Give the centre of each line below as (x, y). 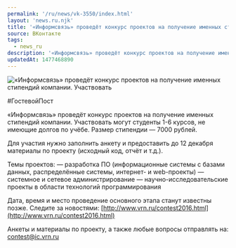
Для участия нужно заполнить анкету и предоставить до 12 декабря (110, 143)
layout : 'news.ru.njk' (40, 20)
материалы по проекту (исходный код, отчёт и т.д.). (85, 150)
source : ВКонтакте (34, 33)
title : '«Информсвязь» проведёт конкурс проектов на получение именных (114, 27)
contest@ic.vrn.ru (33, 236)
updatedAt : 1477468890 (40, 60)
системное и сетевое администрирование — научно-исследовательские (118, 179)
